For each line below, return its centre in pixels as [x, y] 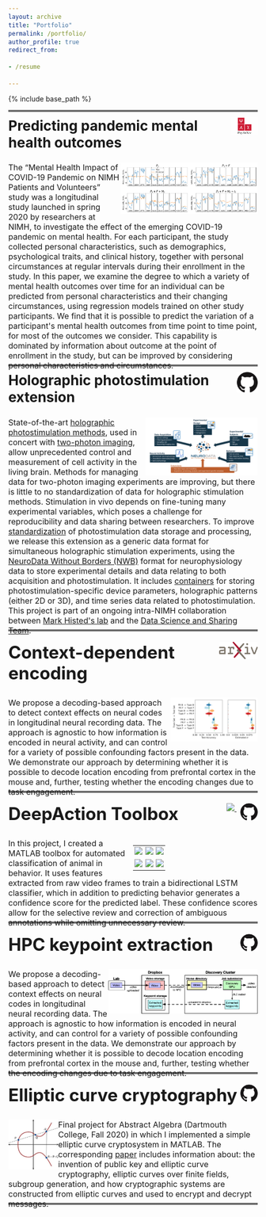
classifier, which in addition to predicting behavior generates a [124, 893]
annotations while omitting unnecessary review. [97, 922]
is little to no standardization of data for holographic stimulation [126, 491]
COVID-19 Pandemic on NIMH [64, 177]
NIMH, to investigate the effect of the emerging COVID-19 [116, 227]
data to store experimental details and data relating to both [118, 570]
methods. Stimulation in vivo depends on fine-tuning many [117, 502]
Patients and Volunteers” [54, 188]
